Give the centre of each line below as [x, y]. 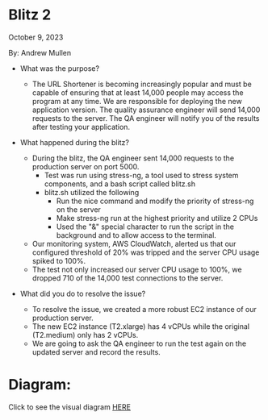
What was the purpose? [59, 68]
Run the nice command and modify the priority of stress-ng [155, 201]
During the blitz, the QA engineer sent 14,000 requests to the [133, 158]
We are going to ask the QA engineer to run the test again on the [139, 343]
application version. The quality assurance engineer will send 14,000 [146, 110]
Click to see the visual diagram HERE [70, 407]
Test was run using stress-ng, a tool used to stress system [141, 175]
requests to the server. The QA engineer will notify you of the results [146, 118]
